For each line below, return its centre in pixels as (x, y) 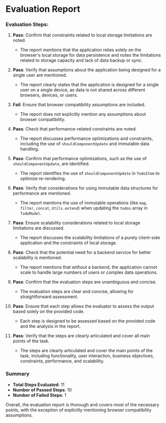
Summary (18, 374)
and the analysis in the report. (50, 326)
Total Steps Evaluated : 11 (38, 385)
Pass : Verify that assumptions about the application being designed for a (87, 70)
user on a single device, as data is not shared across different (83, 90)
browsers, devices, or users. (49, 95)
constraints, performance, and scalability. (62, 361)
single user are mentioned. (40, 75)
